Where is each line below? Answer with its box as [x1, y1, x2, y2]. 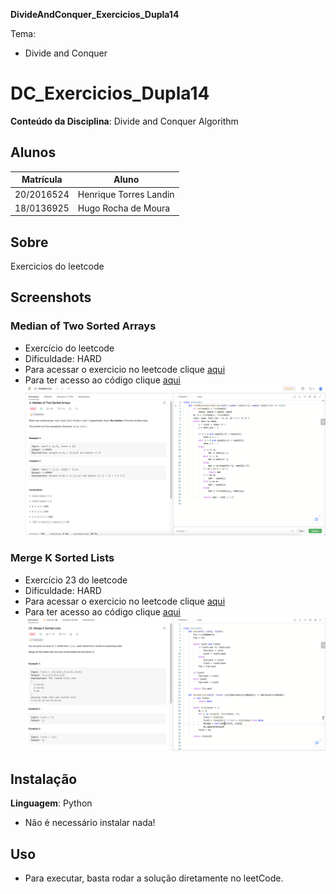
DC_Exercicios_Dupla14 [10, 82, 210, 105]
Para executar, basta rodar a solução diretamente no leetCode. [24, 872, 284, 884]
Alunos [10, 144, 57, 161]
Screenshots [10, 289, 92, 306]
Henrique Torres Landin [77, 188, 175, 200]
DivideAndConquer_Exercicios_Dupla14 [10, 9, 180, 20]
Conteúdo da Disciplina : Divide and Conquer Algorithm [10, 115, 239, 127]
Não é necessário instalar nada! [24, 817, 156, 829]
